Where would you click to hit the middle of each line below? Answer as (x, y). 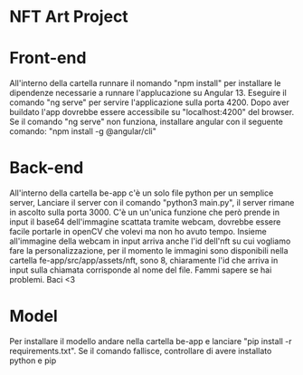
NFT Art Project (69, 17)
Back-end (47, 168)
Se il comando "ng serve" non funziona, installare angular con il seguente (146, 122)
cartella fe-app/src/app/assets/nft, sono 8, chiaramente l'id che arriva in (144, 261)
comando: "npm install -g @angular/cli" (83, 131)
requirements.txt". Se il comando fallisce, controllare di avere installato (141, 351)
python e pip (33, 361)
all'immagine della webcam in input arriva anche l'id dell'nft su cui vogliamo (150, 241)
